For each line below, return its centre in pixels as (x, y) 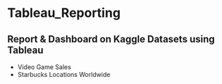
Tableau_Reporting (64, 13)
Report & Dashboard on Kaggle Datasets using (111, 39)
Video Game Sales (44, 67)
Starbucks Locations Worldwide (64, 74)
